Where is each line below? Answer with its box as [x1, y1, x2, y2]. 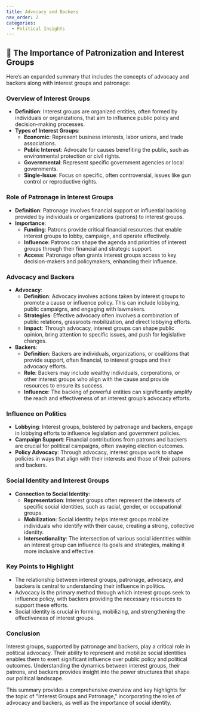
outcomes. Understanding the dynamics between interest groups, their [6, 662, 181, 669]
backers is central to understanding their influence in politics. [14, 582, 166, 590]
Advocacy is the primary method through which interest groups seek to [14, 588, 190, 596]
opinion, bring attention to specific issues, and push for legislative [23, 331, 186, 338]
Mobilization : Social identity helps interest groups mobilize [23, 515, 169, 522]
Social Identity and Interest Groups [6, 476, 109, 485]
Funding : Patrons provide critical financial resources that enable [23, 226, 182, 233]
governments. [23, 166, 59, 173]
